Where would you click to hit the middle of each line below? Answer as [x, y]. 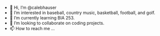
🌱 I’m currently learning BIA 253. [42, 18]
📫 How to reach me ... [32, 28]
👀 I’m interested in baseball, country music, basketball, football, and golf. [82, 13]
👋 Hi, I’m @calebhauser [33, 8]
